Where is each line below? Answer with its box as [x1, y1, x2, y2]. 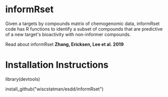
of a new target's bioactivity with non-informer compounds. [5, 31, 131, 37]
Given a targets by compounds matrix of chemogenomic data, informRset [5, 20, 160, 27]
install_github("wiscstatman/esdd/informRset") [5, 86, 104, 92]
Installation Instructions [5, 59, 109, 71]
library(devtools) [5, 76, 40, 82]
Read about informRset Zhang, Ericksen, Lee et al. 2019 [5, 41, 124, 47]
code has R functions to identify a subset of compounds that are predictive [5, 26, 163, 32]
